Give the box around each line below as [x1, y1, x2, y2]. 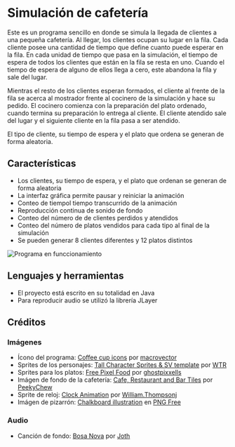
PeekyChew [17, 383, 53, 392]
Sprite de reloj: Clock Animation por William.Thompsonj [17, 391, 177, 399]
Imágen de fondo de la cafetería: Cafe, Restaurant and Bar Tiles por [17, 375, 213, 384]
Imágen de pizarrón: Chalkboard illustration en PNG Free [17, 398, 181, 406]
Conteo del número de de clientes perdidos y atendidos [17, 213, 179, 222]
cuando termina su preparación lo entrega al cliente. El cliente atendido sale [7, 109, 227, 117]
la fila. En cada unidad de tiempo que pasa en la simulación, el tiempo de [7, 51, 218, 59]
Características [7, 158, 76, 170]
